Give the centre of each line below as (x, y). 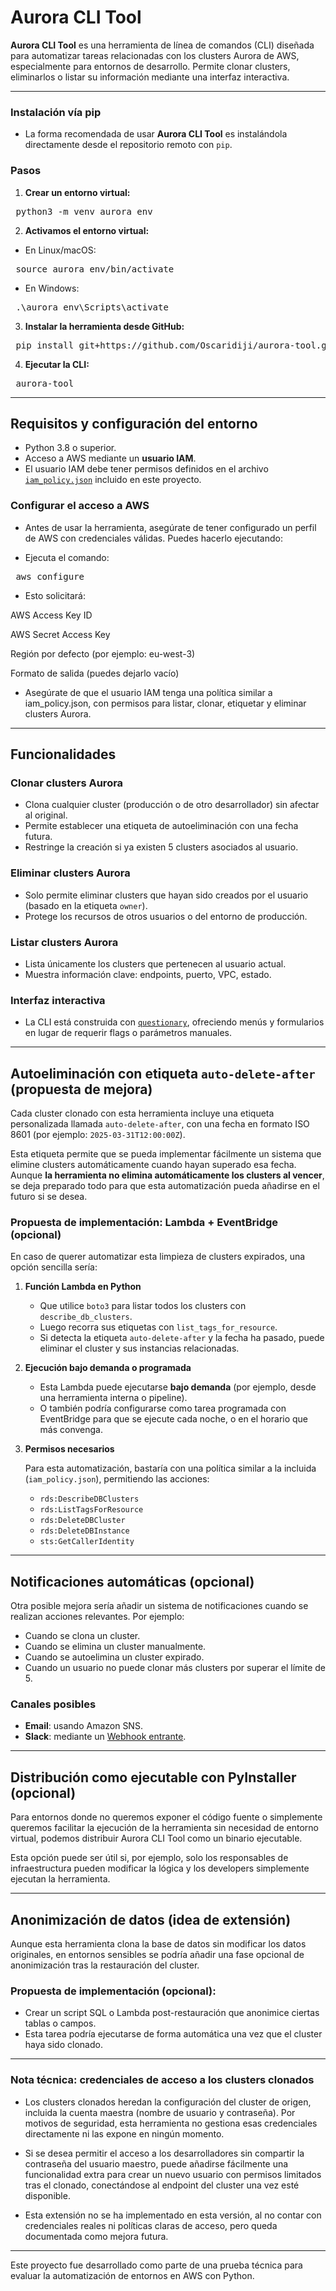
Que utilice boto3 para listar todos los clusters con (143, 1306)
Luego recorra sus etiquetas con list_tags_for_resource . (158, 1327)
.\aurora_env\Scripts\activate (92, 307)
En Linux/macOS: (60, 250)
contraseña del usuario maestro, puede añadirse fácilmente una (156, 2163)
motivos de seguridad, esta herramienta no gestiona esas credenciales (171, 2123)
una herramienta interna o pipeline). (113, 1398)
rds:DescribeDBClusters (89, 1499)
